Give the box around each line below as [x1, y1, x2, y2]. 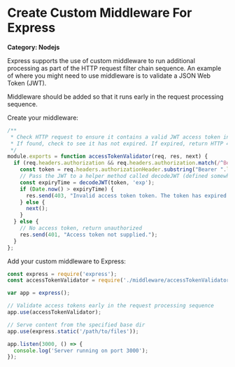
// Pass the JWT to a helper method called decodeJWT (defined [20, 173, 208, 180]
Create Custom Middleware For [7, 5, 192, 21]
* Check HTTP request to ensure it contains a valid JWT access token [10, 133, 220, 141]
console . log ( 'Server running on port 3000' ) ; [13, 347, 149, 354]
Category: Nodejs [7, 43, 60, 51]
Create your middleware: [7, 113, 79, 122]
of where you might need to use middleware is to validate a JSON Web [7, 71, 211, 80]
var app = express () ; [7, 289, 71, 297]
